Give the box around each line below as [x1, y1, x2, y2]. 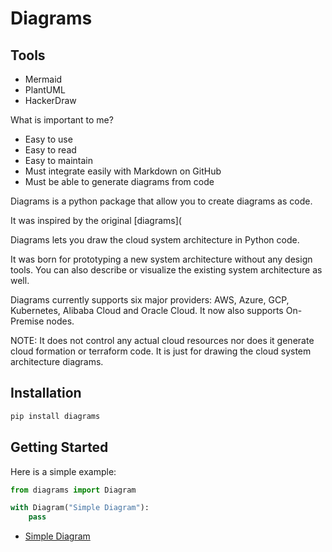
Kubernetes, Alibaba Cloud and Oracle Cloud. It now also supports [10, 305, 284, 316]
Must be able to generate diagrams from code [24, 176, 215, 187]
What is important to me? [10, 114, 114, 126]
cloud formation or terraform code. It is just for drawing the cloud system [10, 345, 312, 357]
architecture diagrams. [10, 356, 104, 367]
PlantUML [24, 84, 66, 96]
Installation [10, 385, 82, 402]
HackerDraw [24, 95, 77, 106]
